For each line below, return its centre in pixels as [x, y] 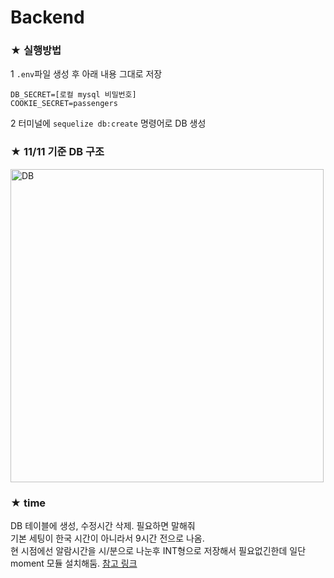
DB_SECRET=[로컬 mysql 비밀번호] [73, 95]
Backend [47, 17]
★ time [28, 503]
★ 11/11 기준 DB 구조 [57, 152]
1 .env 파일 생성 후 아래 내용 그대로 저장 [86, 74]
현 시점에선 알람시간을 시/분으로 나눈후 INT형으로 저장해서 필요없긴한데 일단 [158, 551]
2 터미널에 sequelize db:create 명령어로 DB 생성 [108, 123]
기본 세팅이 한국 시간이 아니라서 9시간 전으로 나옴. [107, 538]
